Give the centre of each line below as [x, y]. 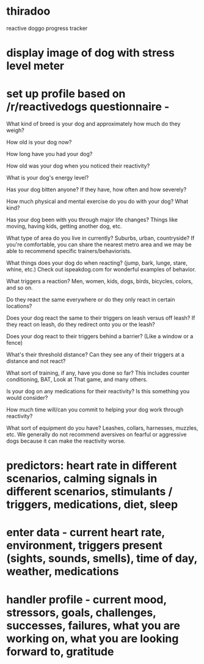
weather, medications [63, 571]
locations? [19, 306]
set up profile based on [66, 94]
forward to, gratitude [60, 651]
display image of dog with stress [91, 53]
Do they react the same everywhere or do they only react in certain [91, 300]
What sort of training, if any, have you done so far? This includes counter [98, 373]
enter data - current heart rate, [86, 533]
